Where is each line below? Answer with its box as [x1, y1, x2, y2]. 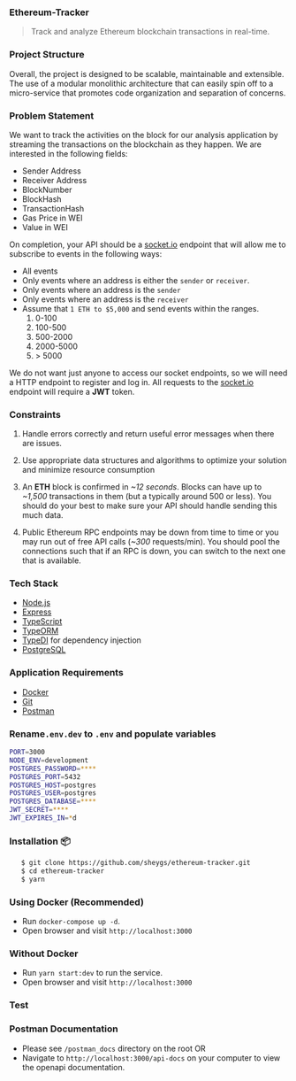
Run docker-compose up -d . [21, 916, 121, 927]
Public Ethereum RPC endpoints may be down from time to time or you [21, 527, 279, 537]
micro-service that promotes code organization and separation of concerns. [9, 87, 286, 98]
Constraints [9, 408, 62, 421]
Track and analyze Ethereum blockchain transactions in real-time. [30, 27, 270, 37]
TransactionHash [21, 203, 85, 213]
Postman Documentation [9, 1023, 118, 1035]
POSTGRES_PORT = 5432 [9, 772, 81, 781]
